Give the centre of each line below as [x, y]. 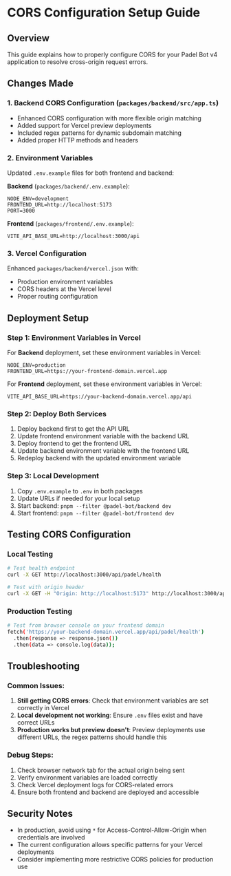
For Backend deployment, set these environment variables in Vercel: [104, 352]
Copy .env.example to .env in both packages [80, 491]
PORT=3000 [21, 211]
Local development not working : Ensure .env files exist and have [110, 715]
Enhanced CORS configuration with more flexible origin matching [109, 118]
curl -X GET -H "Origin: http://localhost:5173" [78, 593]
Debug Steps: [30, 755]
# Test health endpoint [41, 568]
